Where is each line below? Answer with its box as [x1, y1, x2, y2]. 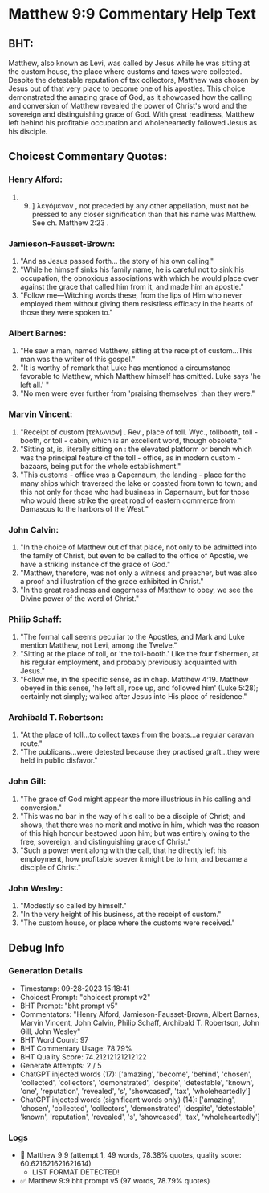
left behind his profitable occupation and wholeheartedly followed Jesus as [8, 118, 257, 127]
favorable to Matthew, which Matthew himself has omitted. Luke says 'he [19, 372, 261, 381]
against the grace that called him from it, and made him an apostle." [19, 282, 244, 291]
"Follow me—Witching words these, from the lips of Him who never [19, 290, 243, 300]
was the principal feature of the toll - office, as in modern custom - [19, 452, 241, 463]
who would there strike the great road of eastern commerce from [19, 496, 235, 505]
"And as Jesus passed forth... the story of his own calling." [19, 256, 214, 265]
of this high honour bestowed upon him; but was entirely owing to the [19, 828, 251, 837]
